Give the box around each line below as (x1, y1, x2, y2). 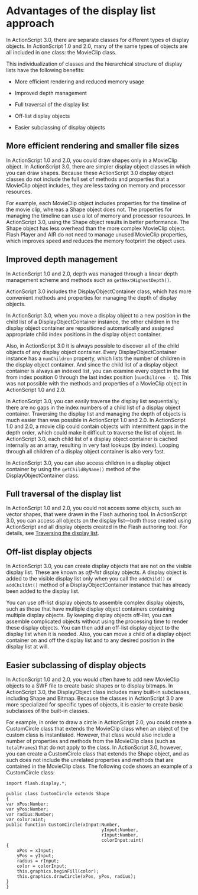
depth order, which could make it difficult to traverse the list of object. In (6, 429, 182, 436)
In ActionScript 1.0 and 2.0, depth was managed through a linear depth (6, 270, 178, 277)
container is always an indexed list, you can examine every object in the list (6, 367, 189, 374)
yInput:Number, (101, 827, 139, 833)
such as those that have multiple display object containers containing (6, 605, 175, 612)
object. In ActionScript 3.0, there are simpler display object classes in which (6, 163, 191, 170)
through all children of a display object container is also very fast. (6, 447, 165, 455)
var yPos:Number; (6, 806, 49, 812)
